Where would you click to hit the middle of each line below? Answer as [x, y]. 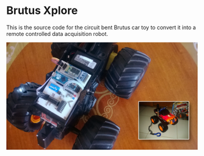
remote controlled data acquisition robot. [57, 33]
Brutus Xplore [42, 11]
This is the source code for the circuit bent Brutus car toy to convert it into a [101, 27]
